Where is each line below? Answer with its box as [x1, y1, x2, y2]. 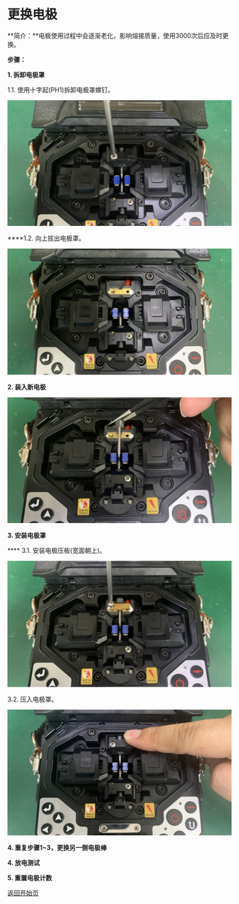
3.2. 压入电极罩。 [7, 694, 58, 704]
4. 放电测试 [7, 859, 41, 867]
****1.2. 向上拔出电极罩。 [7, 234, 85, 242]
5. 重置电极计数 [7, 873, 52, 882]
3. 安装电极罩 [7, 531, 46, 540]
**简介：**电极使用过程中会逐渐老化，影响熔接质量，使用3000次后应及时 [7, 31, 223, 40]
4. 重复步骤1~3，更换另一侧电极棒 [7, 844, 107, 852]
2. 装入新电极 [7, 382, 46, 391]
